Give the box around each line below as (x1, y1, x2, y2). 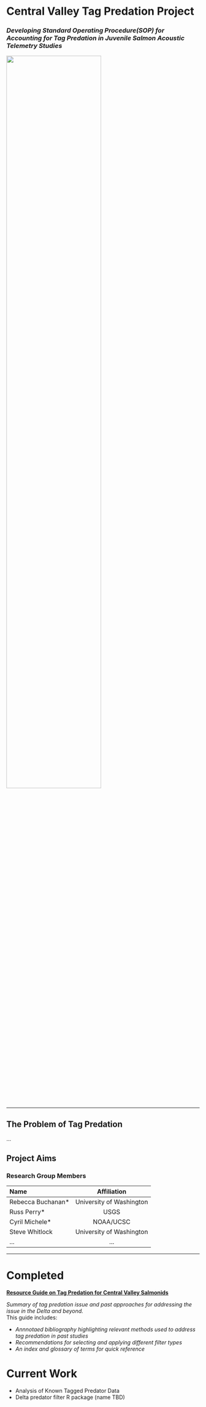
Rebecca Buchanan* (9, 1197, 70, 1206)
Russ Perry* (9, 1207, 45, 1216)
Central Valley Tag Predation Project (6, 4, 194, 18)
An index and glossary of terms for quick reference (15, 1345, 145, 1352)
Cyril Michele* (9, 1217, 51, 1226)
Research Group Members (6, 1171, 86, 1180)
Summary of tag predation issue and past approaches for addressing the (6, 1300, 192, 1308)
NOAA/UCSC (93, 1217, 131, 1226)
